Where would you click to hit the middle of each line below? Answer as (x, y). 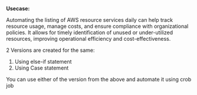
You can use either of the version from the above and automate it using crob (99, 79)
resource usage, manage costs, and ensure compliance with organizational (97, 26)
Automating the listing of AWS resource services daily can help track (89, 20)
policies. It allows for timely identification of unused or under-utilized (89, 32)
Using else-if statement (43, 62)
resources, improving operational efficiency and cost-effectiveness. (88, 39)
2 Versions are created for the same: (50, 50)
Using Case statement (42, 68)
